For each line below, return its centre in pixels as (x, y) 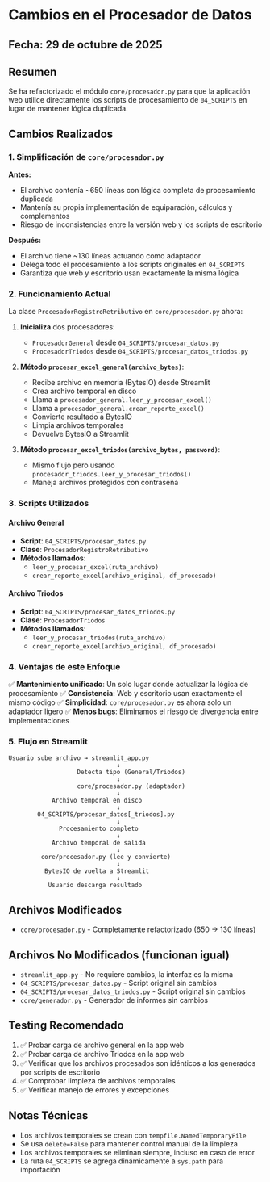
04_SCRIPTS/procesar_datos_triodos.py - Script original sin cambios (133, 991)
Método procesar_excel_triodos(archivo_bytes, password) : (120, 450)
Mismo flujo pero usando (73, 465)
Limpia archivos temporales (78, 425)
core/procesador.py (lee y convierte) (106, 857)
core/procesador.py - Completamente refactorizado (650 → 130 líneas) (138, 929)
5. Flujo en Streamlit (48, 741)
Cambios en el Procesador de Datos (130, 15)
